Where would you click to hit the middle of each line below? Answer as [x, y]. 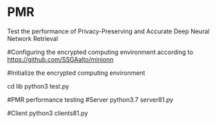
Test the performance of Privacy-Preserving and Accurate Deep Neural [108, 31]
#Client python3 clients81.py [48, 113]
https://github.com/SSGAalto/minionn [60, 59]
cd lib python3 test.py [38, 86]
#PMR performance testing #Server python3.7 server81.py [90, 99]
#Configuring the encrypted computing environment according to [100, 52]
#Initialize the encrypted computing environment [76, 73]
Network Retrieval [33, 38]
